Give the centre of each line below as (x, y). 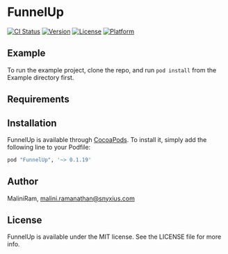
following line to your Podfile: (49, 147)
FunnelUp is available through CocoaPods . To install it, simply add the (107, 139)
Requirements (38, 99)
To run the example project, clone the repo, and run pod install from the (112, 70)
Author (23, 182)
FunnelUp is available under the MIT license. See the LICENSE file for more (114, 237)
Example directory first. (41, 77)
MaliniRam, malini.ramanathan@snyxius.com (71, 198)
